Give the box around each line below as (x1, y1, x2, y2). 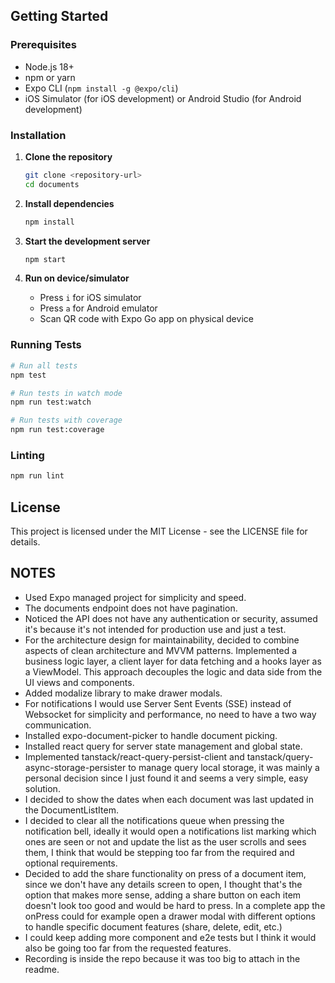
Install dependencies (24, 197, 115, 209)
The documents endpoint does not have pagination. (24, 602, 238, 614)
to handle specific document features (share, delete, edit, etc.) (24, 920, 283, 933)
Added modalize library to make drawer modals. (24, 687, 223, 699)
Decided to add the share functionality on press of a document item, (24, 867, 307, 879)
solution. (24, 782, 61, 794)
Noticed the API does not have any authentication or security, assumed (24, 612, 318, 624)
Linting (10, 448, 45, 462)
